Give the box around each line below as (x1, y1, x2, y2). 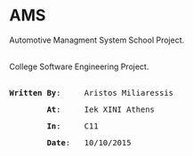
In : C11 (46, 121, 100, 131)
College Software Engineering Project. (9, 61, 149, 72)
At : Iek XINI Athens (46, 104, 156, 114)
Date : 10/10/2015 (46, 137, 132, 147)
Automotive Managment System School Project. (9, 35, 185, 45)
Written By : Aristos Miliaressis (9, 88, 174, 97)
